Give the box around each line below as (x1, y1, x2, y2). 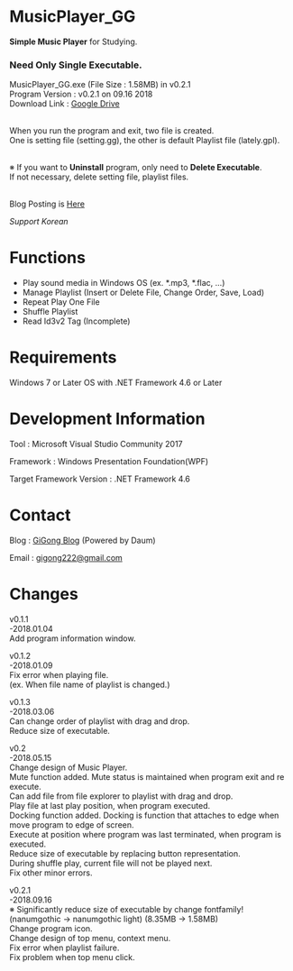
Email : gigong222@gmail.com (9, 552, 124, 563)
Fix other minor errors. (9, 867, 93, 878)
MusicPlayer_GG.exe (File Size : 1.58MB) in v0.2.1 (9, 79, 191, 90)
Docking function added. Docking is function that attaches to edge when (9, 810, 279, 820)
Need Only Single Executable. (9, 59, 142, 71)
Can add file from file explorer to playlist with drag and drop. (9, 791, 233, 802)
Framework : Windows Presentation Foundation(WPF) (9, 456, 209, 467)
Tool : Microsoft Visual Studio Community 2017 (9, 439, 183, 450)
